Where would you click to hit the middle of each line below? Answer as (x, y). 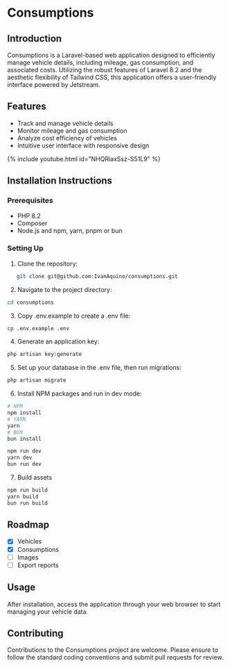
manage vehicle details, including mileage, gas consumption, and (100, 63)
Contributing (35, 633)
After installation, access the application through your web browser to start (114, 604)
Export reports (38, 565)
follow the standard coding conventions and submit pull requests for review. (115, 658)
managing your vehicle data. (48, 611)
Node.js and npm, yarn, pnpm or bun (70, 230)
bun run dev (24, 464)
